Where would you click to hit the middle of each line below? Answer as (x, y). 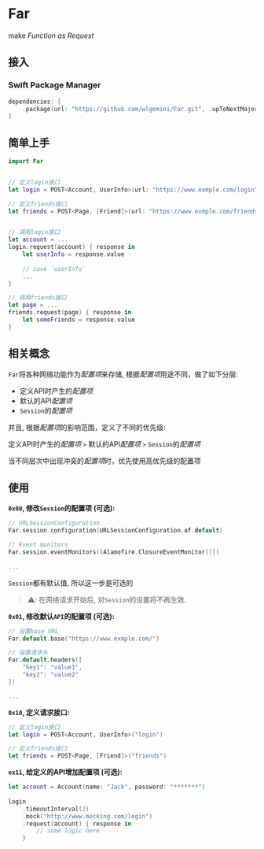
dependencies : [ (35, 102)
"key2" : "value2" (51, 675)
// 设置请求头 (28, 653)
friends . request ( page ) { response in (70, 313)
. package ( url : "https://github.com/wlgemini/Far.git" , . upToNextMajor (140, 109)
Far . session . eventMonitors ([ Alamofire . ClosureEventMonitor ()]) (114, 552)
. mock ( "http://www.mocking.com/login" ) (88, 816)
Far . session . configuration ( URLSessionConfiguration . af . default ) (115, 531)
